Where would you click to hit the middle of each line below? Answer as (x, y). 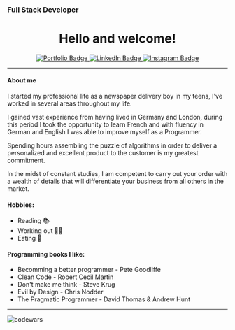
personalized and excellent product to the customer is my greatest (103, 153)
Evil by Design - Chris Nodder (60, 292)
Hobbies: (21, 205)
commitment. (26, 160)
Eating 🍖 (29, 238)
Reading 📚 (34, 221)
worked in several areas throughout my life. (70, 103)
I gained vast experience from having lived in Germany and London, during (115, 117)
